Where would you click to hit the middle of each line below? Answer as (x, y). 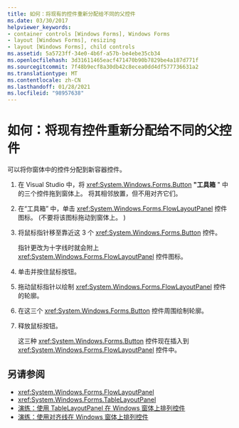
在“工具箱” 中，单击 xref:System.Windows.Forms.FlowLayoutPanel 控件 (122, 209)
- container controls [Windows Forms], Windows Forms (89, 34)
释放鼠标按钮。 (39, 326)
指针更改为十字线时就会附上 (58, 248)
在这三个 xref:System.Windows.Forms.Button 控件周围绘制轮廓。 (113, 311)
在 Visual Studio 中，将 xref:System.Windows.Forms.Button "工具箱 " (119, 185)
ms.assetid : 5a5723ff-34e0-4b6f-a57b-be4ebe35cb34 (84, 54)
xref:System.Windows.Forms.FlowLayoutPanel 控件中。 (99, 350)
